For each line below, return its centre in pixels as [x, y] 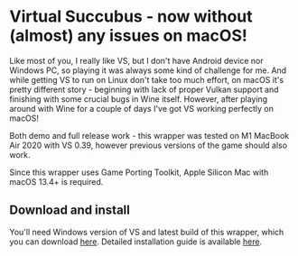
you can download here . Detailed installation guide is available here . [136, 242]
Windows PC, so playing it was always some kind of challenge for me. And [148, 70]
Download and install [70, 210]
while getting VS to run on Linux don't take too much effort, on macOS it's [147, 79]
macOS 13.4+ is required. [56, 181]
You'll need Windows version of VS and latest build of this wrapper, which [147, 232]
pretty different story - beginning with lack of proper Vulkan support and [144, 89]
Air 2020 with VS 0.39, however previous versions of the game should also [148, 145]
